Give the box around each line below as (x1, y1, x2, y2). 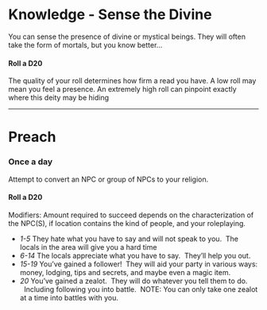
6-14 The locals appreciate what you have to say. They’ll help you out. (19, 251, 251, 260)
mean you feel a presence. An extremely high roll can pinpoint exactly (8, 85, 237, 94)
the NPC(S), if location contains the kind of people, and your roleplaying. (8, 218, 246, 228)
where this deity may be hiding (8, 93, 110, 102)
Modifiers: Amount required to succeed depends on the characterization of (8, 210, 254, 220)
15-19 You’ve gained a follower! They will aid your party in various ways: (19, 259, 258, 269)
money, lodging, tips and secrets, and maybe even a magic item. (19, 267, 231, 277)
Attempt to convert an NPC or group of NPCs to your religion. (8, 174, 209, 184)
